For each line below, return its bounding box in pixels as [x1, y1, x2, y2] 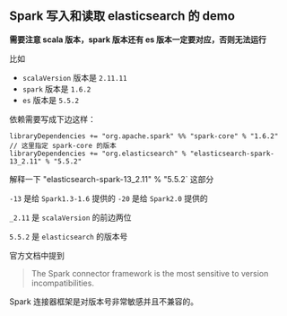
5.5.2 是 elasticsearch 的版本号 [9, 231, 128, 241]
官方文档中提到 [9, 250, 65, 260]
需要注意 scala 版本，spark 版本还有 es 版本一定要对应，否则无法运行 [9, 34, 266, 45]
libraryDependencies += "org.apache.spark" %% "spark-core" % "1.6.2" [9, 131, 279, 141]
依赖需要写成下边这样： [9, 113, 96, 124]
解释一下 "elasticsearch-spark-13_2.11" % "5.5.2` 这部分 [9, 173, 214, 184]
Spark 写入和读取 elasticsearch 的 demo [9, 8, 236, 24]
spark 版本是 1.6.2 [22, 83, 91, 94]
